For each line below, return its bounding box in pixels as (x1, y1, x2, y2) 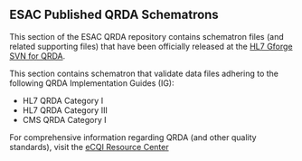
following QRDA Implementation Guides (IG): (9, 77, 175, 89)
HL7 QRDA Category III (22, 104, 109, 116)
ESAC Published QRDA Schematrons (9, 7, 219, 23)
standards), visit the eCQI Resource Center (9, 141, 169, 152)
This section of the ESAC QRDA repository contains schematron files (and (9, 31, 284, 42)
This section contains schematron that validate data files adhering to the (9, 68, 278, 79)
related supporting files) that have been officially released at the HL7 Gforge (9, 41, 293, 52)
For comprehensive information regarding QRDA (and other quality (9, 131, 257, 143)
